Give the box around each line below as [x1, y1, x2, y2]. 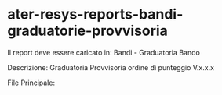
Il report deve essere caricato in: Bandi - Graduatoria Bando [7, 47, 201, 57]
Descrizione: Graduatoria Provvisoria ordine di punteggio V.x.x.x [7, 62, 215, 72]
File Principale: [7, 78, 56, 87]
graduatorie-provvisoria [7, 22, 168, 40]
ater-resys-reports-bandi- [7, 5, 184, 23]
